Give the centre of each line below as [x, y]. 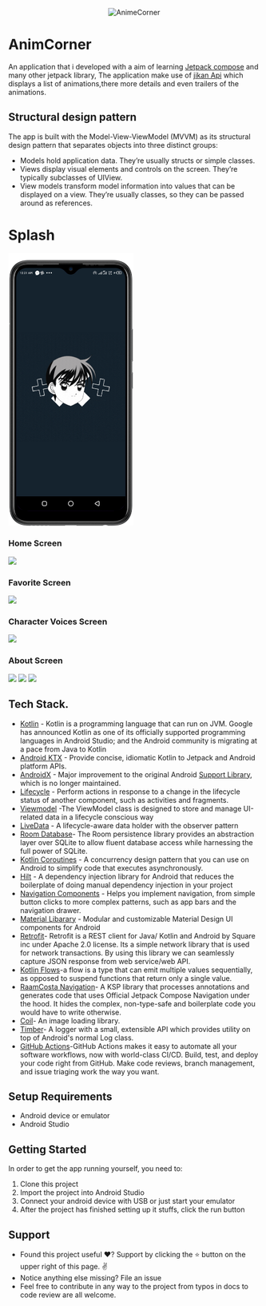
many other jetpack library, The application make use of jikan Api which [126, 75]
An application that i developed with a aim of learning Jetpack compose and [133, 66]
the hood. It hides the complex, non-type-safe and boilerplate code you [137, 1003]
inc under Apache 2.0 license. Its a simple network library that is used [135, 944]
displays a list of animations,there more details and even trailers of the [124, 83]
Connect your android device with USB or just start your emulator [127, 1201]
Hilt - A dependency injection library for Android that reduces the [127, 876]
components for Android [60, 927]
